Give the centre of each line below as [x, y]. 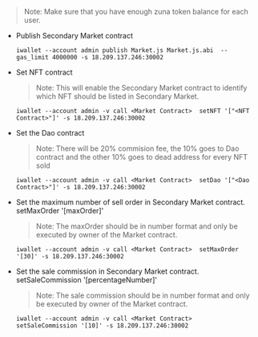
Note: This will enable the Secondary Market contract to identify [141, 88]
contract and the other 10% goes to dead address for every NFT [142, 157]
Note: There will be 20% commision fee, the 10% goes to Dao [137, 148]
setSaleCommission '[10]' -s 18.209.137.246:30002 [102, 326]
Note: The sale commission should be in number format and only [143, 295]
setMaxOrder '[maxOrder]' [60, 211]
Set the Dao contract [50, 133]
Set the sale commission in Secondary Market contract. [107, 271]
